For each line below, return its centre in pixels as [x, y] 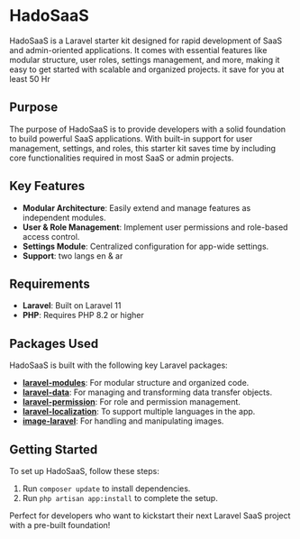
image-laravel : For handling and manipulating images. [123, 421]
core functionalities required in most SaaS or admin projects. [122, 158]
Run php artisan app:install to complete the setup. [120, 498]
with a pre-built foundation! [60, 525]
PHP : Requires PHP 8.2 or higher [83, 315]
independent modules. [64, 217]
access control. [51, 236]
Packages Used [54, 343]
